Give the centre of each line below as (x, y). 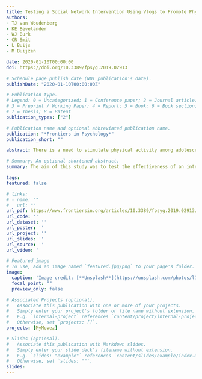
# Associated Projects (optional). (51, 300)
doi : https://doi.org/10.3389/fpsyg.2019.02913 (67, 67)
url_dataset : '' (26, 222)
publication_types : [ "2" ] (38, 117)
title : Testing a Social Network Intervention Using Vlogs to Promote (96, 12)
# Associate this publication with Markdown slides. (76, 344)
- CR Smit (19, 40)
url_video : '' (24, 250)
